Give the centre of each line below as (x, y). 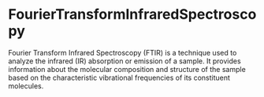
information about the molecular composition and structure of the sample (127, 69)
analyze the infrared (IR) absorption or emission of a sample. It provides (125, 61)
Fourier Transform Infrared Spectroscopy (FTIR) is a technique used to (123, 52)
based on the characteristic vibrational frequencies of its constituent (119, 77)
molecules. (26, 86)
